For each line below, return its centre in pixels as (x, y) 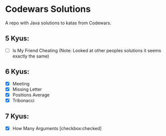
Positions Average (31, 95)
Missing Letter (27, 89)
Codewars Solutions (48, 9)
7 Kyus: (17, 116)
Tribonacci (23, 100)
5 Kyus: (17, 38)
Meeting (21, 83)
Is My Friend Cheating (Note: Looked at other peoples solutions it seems (87, 50)
